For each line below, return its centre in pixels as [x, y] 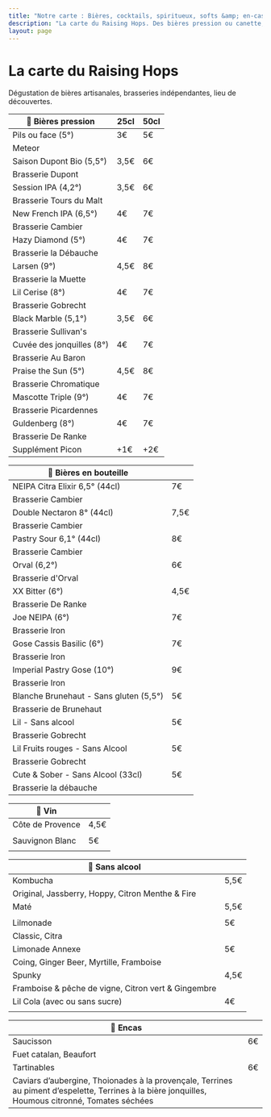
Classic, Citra [38, 936]
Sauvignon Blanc [44, 841]
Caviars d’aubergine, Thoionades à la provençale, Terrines [123, 1081]
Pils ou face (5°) [43, 135]
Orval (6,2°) [35, 565]
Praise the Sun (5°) [49, 371]
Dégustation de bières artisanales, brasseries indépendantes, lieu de [122, 93]
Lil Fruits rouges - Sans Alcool [70, 748]
